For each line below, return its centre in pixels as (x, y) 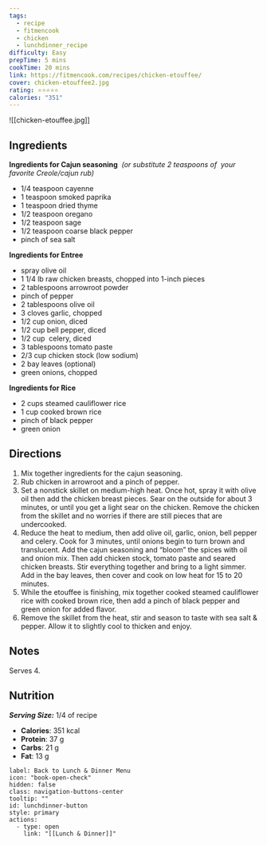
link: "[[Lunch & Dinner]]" (70, 833)
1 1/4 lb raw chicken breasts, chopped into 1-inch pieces (113, 279)
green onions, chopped (59, 373)
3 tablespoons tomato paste (67, 347)
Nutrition (32, 696)
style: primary (34, 812)
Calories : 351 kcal (50, 730)
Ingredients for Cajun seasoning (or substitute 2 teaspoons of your (122, 165)
